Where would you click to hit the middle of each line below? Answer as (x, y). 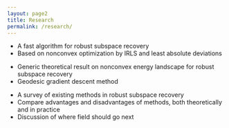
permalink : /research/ (40, 26)
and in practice (38, 110)
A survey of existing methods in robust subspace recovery (101, 95)
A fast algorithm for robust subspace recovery (83, 46)
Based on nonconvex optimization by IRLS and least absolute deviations (120, 53)
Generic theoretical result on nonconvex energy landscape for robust (116, 67)
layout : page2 (28, 13)
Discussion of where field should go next (75, 117)
